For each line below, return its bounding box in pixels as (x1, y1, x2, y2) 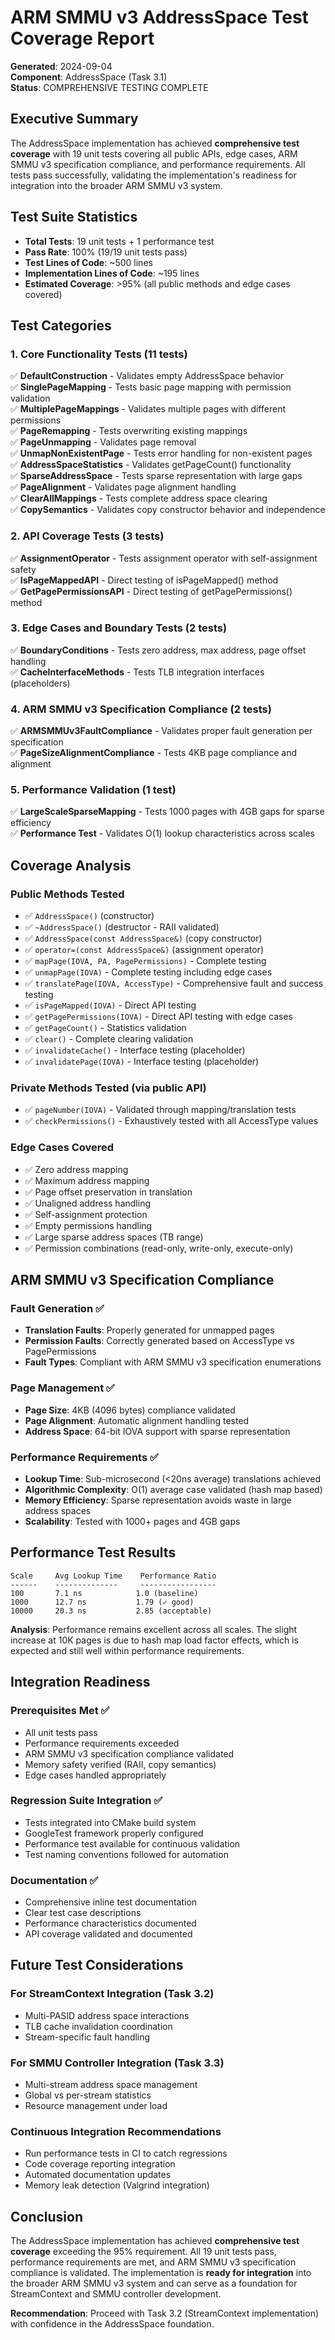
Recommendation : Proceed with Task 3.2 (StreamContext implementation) (10, 2307, 320, 2320)
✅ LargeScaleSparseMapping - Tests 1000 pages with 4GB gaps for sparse (10, 806, 325, 818)
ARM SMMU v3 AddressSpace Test (10, 6, 309, 29)
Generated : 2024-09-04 (10, 60, 113, 72)
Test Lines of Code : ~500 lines (24, 256, 153, 268)
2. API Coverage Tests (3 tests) (10, 529, 165, 543)
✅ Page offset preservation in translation (24, 1186, 193, 1198)
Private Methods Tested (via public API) (10, 1081, 207, 1095)
